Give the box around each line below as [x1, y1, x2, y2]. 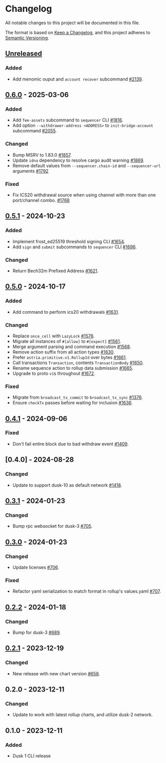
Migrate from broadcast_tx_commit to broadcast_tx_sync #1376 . [12, 394, 143, 400]
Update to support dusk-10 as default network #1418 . [12, 482, 122, 488]
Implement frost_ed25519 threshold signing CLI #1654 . [12, 238, 125, 244]
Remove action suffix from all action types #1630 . [12, 349, 115, 355]
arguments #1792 [12, 168, 49, 174]
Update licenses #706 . [12, 564, 59, 570]
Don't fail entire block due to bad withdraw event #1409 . [12, 441, 129, 447]
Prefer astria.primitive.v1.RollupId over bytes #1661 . [12, 354, 127, 360]
